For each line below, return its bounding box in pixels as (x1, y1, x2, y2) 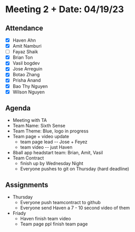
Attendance (5, 24, 44, 32)
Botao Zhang (12, 72, 40, 78)
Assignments (5, 180, 49, 189)
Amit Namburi (12, 43, 42, 49)
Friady (12, 210, 26, 216)
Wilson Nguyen (12, 89, 45, 95)
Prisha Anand (12, 77, 41, 83)
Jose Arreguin (12, 66, 43, 72)
